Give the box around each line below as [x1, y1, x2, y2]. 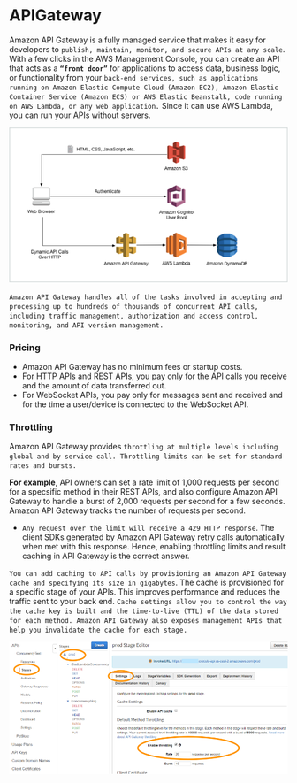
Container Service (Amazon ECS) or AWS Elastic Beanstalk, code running [9, 92, 283, 102]
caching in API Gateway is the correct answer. [21, 550, 190, 562]
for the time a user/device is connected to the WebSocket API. [21, 399, 249, 410]
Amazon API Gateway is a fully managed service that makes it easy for [9, 35, 267, 45]
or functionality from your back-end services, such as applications [9, 72, 259, 82]
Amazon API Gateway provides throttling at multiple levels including [9, 441, 278, 452]
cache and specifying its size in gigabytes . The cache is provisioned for [9, 577, 285, 588]
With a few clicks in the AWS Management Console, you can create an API [9, 53, 280, 64]
